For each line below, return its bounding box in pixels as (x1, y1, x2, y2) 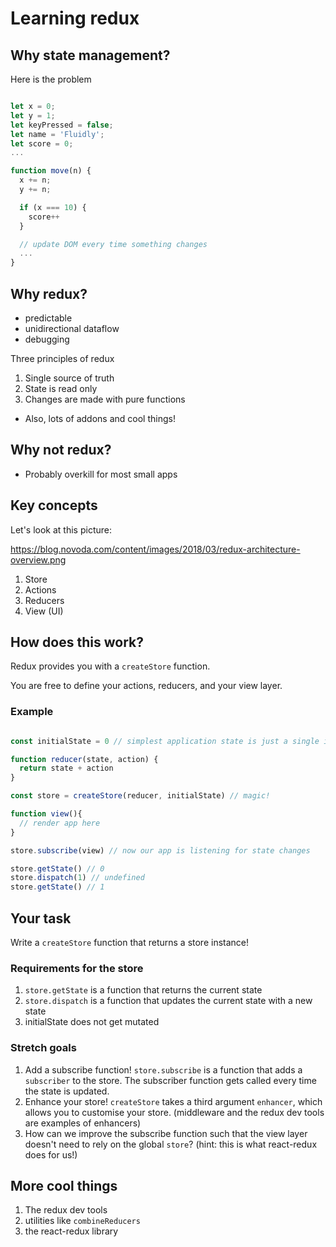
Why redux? (10, 285, 88, 302)
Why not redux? (10, 442, 112, 459)
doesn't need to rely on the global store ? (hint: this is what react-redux (24, 1138, 318, 1150)
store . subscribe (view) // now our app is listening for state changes (10, 845, 311, 856)
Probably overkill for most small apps (24, 468, 178, 480)
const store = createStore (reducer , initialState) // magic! (10, 791, 271, 801)
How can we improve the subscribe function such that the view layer (24, 1127, 308, 1139)
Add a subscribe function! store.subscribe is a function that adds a (24, 1063, 303, 1076)
